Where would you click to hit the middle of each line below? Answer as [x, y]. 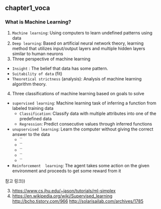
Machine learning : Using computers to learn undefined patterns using [82, 33]
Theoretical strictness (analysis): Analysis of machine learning [77, 78]
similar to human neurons [38, 53]
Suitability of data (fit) [37, 74]
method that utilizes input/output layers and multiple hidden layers [79, 48]
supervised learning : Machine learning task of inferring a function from [84, 103]
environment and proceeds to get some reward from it [66, 171]
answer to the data [31, 134]
